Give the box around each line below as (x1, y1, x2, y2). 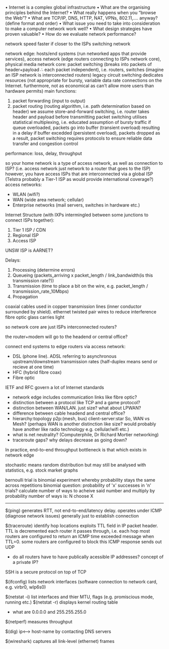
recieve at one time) (12, 364, 54, 370)
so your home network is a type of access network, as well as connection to (5, 160, 163, 166)
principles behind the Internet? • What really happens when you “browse (5, 10, 156, 16)
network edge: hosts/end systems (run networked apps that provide (5, 50, 147, 56)
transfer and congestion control (12, 141, 78, 147)
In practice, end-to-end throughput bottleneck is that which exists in (5, 447, 147, 452)
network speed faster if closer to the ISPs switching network (5, 41, 131, 47)
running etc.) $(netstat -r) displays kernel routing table (5, 599, 118, 605)
